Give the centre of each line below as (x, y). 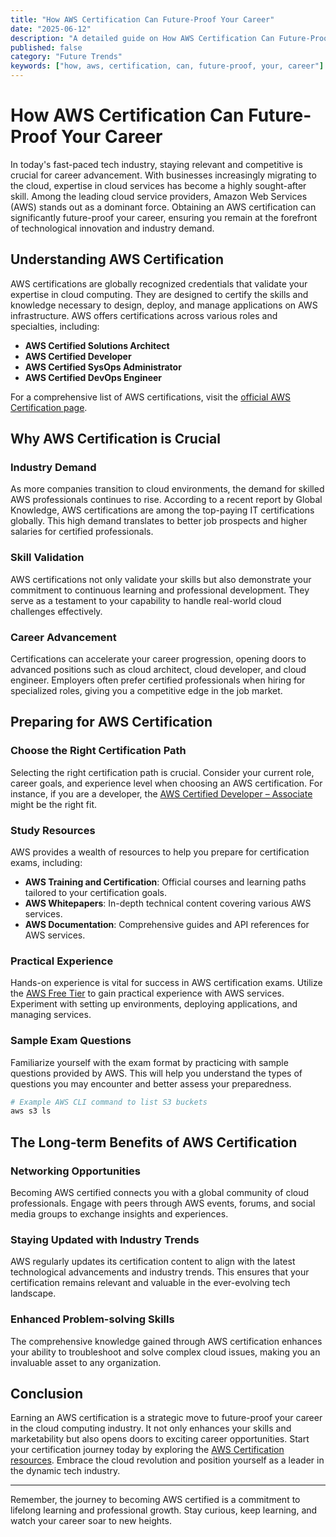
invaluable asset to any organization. (86, 1362)
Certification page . (49, 407)
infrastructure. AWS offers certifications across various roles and (144, 315)
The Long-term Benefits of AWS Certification (154, 1142)
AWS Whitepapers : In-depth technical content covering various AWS (168, 903)
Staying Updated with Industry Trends (105, 1239)
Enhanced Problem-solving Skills (92, 1319)
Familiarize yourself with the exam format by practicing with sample (149, 1062)
